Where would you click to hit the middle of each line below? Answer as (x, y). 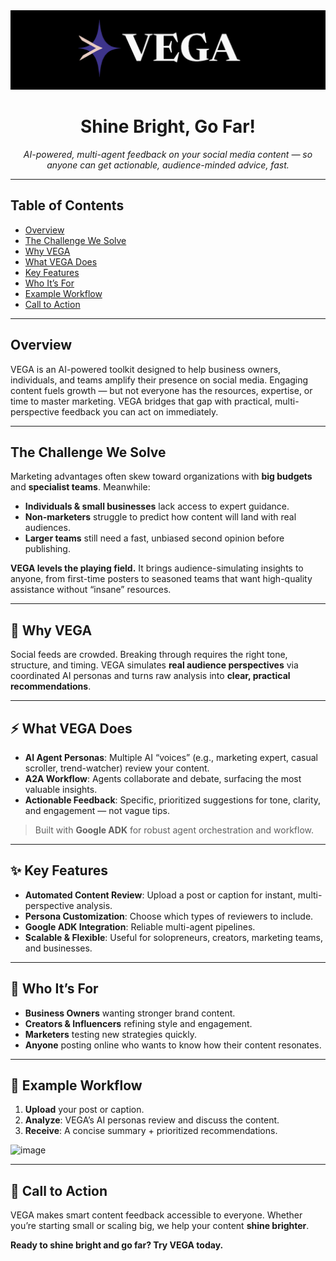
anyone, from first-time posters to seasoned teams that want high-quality (161, 579)
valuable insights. (61, 789)
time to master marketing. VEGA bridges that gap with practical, (141, 401)
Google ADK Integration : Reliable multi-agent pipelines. (140, 926)
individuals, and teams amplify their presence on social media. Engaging (159, 380)
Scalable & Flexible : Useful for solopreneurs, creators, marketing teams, (173, 937)
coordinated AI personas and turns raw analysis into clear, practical (150, 676)
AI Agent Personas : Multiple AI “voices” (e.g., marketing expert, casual (171, 757)
